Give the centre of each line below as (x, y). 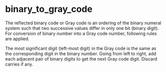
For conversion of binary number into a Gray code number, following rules (81, 33)
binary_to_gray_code (49, 9)
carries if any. (19, 64)
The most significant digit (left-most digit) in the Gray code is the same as (81, 48)
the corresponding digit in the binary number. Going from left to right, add (81, 54)
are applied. (17, 39)
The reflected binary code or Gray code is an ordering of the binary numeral (83, 23)
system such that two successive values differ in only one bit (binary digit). (82, 28)
